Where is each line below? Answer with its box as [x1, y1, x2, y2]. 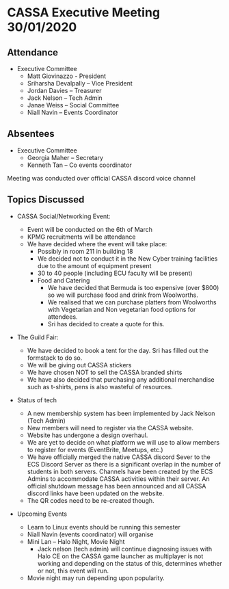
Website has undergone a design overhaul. [27, 431, 148, 439]
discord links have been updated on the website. [27, 489, 165, 497]
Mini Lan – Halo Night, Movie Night [27, 537, 125, 545]
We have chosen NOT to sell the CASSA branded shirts [27, 368, 183, 376]
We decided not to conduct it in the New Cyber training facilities [37, 254, 218, 263]
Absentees [7, 128, 55, 140]
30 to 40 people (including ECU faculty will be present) [37, 269, 193, 277]
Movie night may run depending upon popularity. [27, 573, 165, 582]
